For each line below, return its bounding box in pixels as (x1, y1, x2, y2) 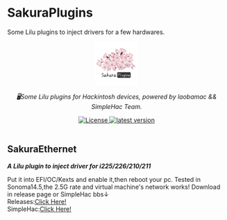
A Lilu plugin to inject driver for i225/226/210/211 (7, 162, 151, 170)
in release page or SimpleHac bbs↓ (7, 189, 109, 198)
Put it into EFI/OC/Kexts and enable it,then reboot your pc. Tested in (7, 175, 201, 183)
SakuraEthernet (7, 144, 77, 155)
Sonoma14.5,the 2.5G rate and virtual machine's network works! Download (7, 183, 221, 191)
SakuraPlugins (7, 5, 94, 21)
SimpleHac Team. (91, 102, 142, 110)
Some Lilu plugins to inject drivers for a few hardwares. (7, 28, 165, 36)
